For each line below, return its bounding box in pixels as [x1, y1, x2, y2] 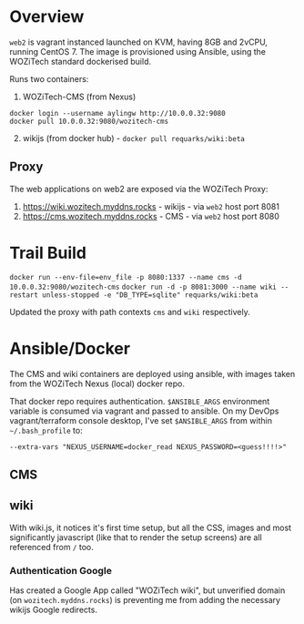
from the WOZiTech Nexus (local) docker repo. [9, 378, 185, 389]
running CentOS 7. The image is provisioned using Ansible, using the [9, 46, 267, 56]
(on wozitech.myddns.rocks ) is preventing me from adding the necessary [9, 595, 280, 606]
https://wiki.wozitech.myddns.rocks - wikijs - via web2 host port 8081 [22, 200, 280, 211]
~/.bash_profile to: [9, 425, 84, 435]
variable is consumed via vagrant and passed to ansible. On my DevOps [9, 405, 279, 416]
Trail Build [9, 242, 86, 263]
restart [9, 290, 39, 300]
